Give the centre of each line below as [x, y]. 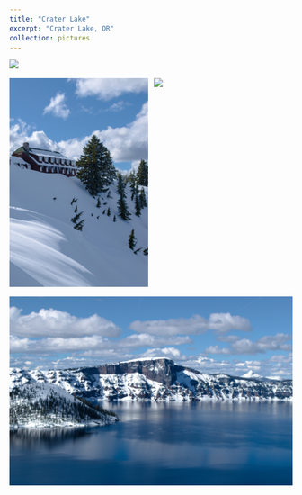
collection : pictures [50, 38]
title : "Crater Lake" [50, 19]
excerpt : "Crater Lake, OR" [62, 28]
